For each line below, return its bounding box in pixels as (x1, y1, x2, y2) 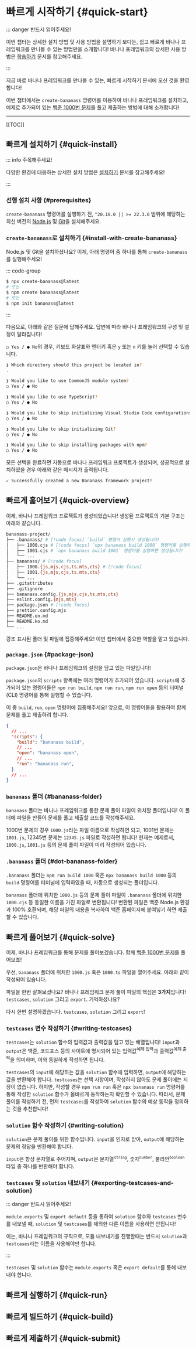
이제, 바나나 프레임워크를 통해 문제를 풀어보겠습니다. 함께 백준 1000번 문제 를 (6, 949, 180, 956)
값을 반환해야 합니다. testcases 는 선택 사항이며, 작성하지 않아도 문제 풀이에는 (6, 1076, 182, 1083)
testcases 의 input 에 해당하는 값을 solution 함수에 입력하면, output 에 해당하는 (6, 1068, 187, 1075)
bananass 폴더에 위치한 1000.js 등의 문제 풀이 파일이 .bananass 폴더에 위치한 (6, 891, 182, 898)
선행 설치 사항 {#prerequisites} (6, 196, 92, 204)
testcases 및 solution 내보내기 (6, 1178, 90, 1187)
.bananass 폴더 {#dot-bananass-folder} (6, 857, 118, 865)
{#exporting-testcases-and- (91, 1178, 174, 1187)
